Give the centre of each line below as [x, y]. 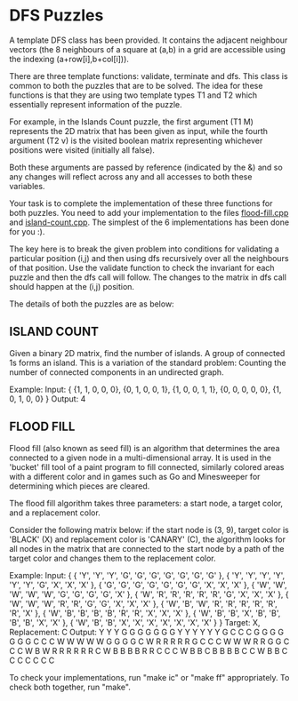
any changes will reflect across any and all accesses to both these [131, 176]
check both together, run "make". [70, 687]
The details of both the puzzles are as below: [92, 304]
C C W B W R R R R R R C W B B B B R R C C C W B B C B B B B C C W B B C [149, 650]
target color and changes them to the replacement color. [113, 558]
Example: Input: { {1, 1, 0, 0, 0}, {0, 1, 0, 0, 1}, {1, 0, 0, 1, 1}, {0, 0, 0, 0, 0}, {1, [145, 389]
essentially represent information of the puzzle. [96, 104]
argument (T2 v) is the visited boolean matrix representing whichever [136, 140]
